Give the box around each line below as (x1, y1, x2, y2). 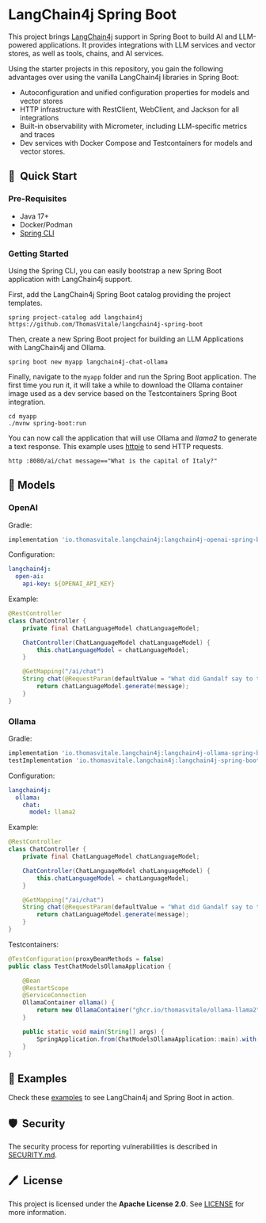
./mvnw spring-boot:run (8, 419, 87, 427)
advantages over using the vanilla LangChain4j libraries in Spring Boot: (8, 72, 239, 82)
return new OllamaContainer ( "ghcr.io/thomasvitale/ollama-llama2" (36, 1006, 260, 1015)
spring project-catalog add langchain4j (8, 313, 144, 322)
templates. (8, 298, 43, 307)
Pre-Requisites (8, 193, 67, 204)
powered (8, 40, 37, 49)
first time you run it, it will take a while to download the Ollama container (8, 380, 244, 390)
